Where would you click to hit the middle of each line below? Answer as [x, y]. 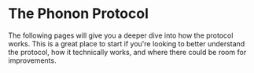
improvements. [32, 60]
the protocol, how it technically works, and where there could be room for [127, 52]
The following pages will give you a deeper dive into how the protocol [121, 35]
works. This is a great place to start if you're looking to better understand [127, 43]
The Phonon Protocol [79, 14]
